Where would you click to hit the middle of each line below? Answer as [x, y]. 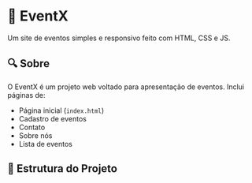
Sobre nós [35, 135]
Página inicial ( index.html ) [61, 110]
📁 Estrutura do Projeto [62, 169]
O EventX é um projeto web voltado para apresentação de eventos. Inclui [126, 87]
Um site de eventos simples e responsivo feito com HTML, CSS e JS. [119, 38]
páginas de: [26, 95]
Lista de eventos [45, 144]
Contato [32, 127]
